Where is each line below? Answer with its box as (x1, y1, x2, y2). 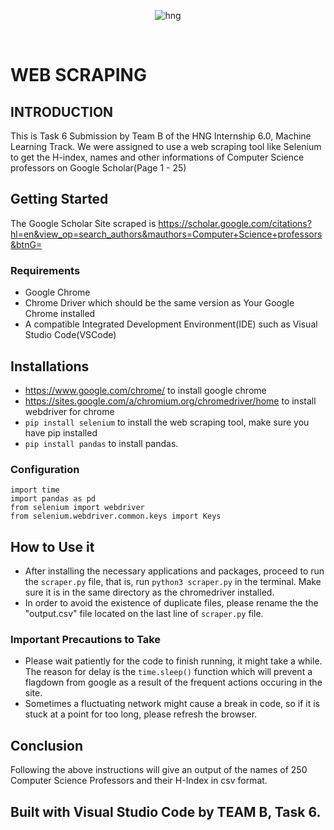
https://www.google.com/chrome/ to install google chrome (24, 384, 267, 396)
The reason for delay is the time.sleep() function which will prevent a (24, 666, 313, 678)
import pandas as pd (10, 494, 97, 504)
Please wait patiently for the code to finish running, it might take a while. (24, 655, 323, 667)
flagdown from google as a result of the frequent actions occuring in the (24, 676, 323, 689)
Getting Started (10, 191, 109, 208)
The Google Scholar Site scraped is (10, 217, 157, 229)
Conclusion (10, 737, 84, 754)
